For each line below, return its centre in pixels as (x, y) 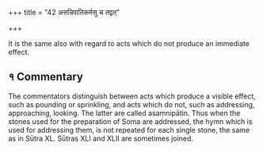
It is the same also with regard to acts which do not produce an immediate (129, 43)
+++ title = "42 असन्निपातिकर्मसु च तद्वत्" (64, 12)
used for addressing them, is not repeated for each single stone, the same (129, 130)
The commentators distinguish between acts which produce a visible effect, (132, 96)
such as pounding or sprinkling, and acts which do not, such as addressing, (131, 104)
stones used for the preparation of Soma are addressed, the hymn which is (130, 121)
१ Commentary (46, 77)
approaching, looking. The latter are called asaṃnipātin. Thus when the (124, 113)
